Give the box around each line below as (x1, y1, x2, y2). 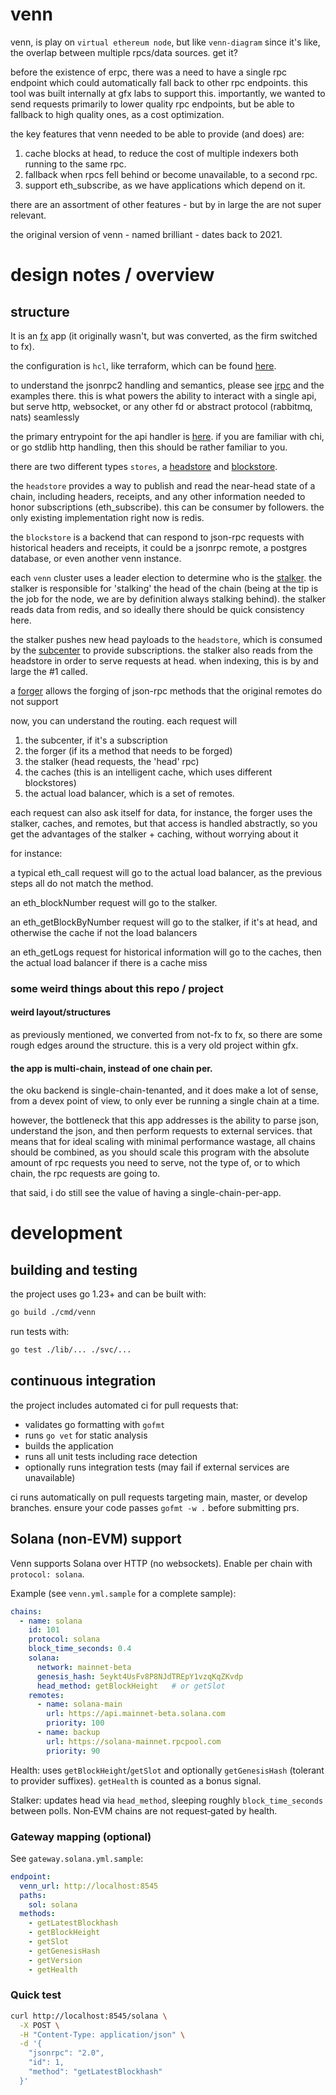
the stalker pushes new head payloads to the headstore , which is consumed (10, 633, 323, 645)
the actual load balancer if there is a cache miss (10, 956, 208, 968)
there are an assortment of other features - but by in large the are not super (10, 198, 322, 210)
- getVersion (28, 1955, 83, 1965)
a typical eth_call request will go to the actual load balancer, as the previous (10, 866, 323, 878)
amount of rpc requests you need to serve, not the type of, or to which (10, 1157, 301, 1169)
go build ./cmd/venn (10, 1308, 97, 1318)
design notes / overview (10, 264, 215, 287)
